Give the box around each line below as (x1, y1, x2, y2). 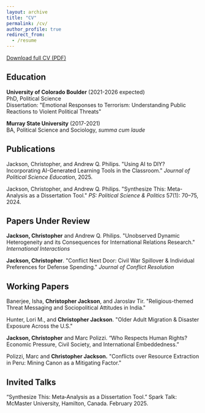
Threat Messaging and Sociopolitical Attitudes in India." (6, 304, 146, 311)
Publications (6, 144, 56, 154)
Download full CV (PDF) (6, 55, 66, 61)
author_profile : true (6, 26, 62, 32)
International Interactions (6, 245, 70, 252)
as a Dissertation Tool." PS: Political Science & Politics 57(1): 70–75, (29, 191, 199, 199)
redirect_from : (6, 32, 45, 38)
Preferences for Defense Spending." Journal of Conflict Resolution (6, 263, 174, 271)
